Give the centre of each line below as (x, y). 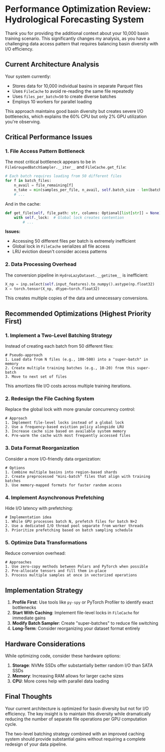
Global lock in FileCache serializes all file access (61, 246)
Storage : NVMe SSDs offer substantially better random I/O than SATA (82, 665)
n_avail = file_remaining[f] (44, 185)
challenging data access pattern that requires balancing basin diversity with (82, 43)
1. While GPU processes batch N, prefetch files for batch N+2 (71, 522)
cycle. (11, 724)
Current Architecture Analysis (52, 64)
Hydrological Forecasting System (74, 19)
